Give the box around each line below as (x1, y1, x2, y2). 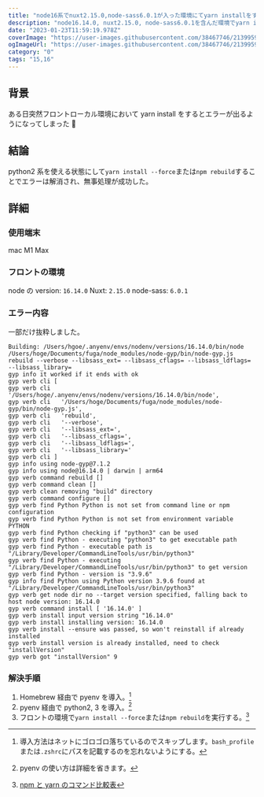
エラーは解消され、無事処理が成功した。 (21, 176, 153, 186)
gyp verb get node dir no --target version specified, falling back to (8, 591, 247, 599)
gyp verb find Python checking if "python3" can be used (8, 528, 199, 536)
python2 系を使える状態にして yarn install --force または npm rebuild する (8, 166, 249, 176)
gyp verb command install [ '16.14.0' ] (8, 604, 143, 613)
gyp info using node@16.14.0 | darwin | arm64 (8, 466, 163, 475)
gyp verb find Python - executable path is (8, 543, 153, 550)
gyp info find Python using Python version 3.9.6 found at (8, 576, 206, 585)
